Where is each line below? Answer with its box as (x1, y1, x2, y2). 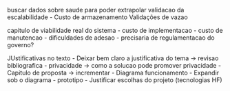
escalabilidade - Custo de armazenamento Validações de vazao (7, 13, 188, 21)
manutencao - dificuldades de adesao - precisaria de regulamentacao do (7, 34, 215, 42)
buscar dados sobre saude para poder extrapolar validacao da (7, 6, 185, 14)
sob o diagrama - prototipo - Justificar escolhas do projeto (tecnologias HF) (7, 76, 222, 84)
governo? (7, 41, 34, 49)
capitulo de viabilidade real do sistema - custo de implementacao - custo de (7, 27, 223, 34)
